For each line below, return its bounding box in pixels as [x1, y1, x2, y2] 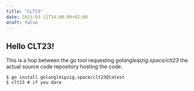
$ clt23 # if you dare [6, 80, 62, 86]
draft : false [6, 19, 38, 25]
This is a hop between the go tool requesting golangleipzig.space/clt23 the [6, 57, 188, 64]
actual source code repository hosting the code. [6, 63, 123, 70]
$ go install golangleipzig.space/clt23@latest [6, 75, 125, 80]
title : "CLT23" [6, 8, 44, 15]
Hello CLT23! [6, 41, 55, 51]
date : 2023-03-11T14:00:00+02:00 [6, 14, 88, 20]
